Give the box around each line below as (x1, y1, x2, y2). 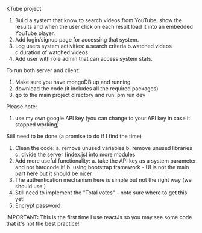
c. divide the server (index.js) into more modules (14, 151, 136, 158)
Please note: (6, 103, 37, 110)
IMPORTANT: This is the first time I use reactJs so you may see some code (6, 214, 192, 220)
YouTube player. (14, 30, 55, 37)
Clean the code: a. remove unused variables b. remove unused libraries (14, 144, 193, 151)
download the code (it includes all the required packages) (14, 85, 159, 92)
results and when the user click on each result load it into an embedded (14, 23, 193, 30)
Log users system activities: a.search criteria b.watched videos (14, 42, 172, 49)
